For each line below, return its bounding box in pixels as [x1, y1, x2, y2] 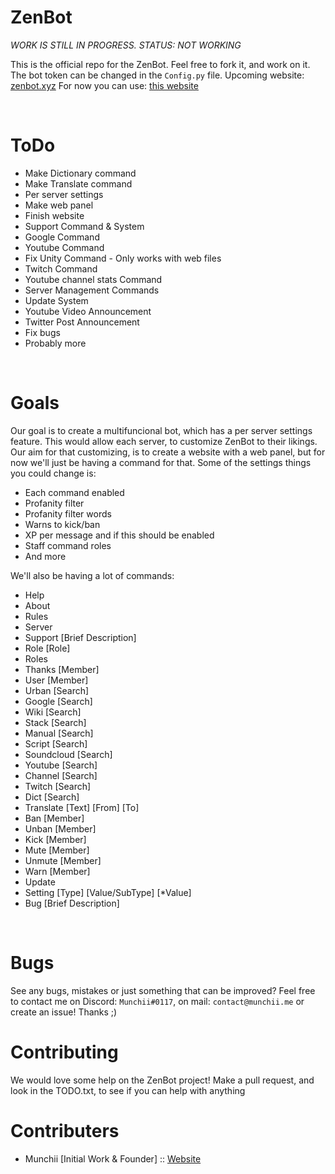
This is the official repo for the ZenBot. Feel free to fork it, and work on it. [10, 58, 311, 70]
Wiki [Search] [24, 706, 82, 718]
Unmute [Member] [24, 854, 102, 866]
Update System [24, 294, 89, 306]
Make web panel [24, 199, 94, 211]
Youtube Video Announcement [24, 305, 152, 317]
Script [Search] [24, 737, 88, 750]
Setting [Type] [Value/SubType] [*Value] [24, 886, 192, 898]
